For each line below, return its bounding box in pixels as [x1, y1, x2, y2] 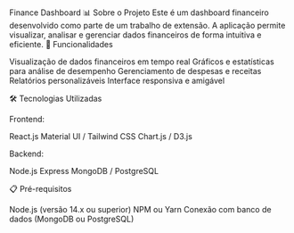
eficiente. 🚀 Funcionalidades [9, 39, 113, 49]
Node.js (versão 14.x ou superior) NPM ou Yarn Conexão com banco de [9, 204, 272, 214]
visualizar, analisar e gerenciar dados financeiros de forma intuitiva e [9, 29, 262, 40]
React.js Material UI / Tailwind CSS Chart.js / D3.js [9, 131, 193, 141]
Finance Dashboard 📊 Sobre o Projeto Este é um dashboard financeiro [9, 7, 269, 18]
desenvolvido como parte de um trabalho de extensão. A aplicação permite [9, 21, 286, 30]
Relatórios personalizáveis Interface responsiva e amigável [9, 75, 225, 86]
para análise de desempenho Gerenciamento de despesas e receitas [9, 66, 262, 76]
